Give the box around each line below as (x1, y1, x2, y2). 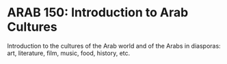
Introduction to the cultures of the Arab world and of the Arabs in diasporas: (7, 42, 221, 50)
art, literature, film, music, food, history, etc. (7, 49, 131, 57)
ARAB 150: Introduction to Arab (7, 5, 189, 20)
